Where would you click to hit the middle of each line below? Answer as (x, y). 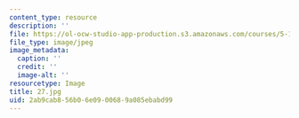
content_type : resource (53, 17)
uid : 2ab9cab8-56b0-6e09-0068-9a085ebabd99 (91, 100)
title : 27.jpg (36, 91)
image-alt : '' (43, 75)
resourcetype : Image (48, 83)
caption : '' (40, 59)
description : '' (39, 26)
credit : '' (37, 67)
